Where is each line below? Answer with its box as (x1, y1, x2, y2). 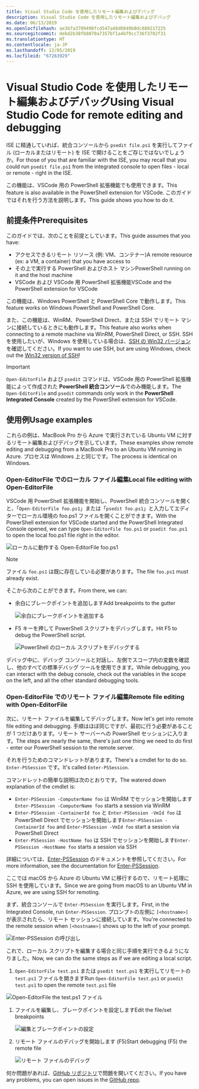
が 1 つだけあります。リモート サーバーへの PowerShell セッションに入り (6, 729, 183, 737)
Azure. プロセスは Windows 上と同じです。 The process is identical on (6, 453, 177, 460)
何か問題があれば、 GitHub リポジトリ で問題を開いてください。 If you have (6, 1069, 187, 1077)
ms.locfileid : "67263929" (6, 53, 70, 59)
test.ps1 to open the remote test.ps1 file (14, 981, 116, 989)
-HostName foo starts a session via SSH (41, 843, 137, 850)
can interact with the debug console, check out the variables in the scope (6, 671, 186, 678)
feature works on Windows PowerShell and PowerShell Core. (6, 304, 156, 311)
